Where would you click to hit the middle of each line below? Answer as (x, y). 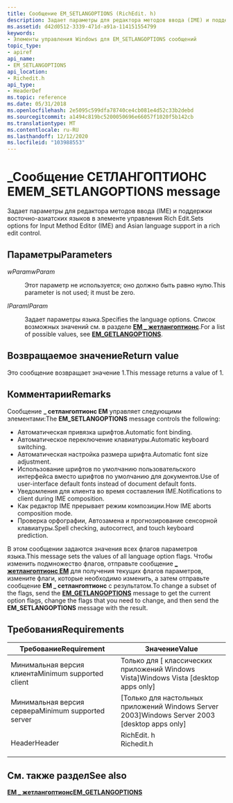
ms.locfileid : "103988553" (46, 143)
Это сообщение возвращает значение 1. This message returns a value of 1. (115, 373)
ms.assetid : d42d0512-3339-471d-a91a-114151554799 (82, 26)
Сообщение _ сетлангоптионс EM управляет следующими (95, 411)
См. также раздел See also (67, 776)
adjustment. (34, 462)
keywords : (21, 33)
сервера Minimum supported (58, 711)
